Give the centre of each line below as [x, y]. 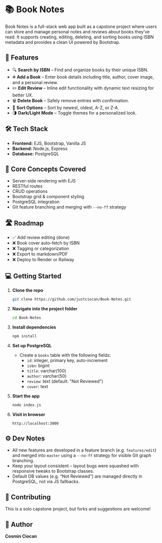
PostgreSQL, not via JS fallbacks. [46, 482]
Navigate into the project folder [45, 308]
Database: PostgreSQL [36, 153]
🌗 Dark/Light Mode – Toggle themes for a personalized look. [74, 113]
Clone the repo [27, 290]
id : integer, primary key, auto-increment [67, 360]
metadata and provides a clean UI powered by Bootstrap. [63, 42]
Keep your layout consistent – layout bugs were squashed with [75, 466]
